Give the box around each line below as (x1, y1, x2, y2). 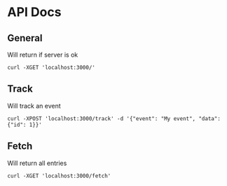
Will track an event (7, 101, 61, 110)
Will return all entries (7, 159, 67, 167)
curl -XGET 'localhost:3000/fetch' (7, 172, 111, 179)
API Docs (7, 4, 62, 20)
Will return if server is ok (7, 50, 78, 59)
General (7, 32, 43, 44)
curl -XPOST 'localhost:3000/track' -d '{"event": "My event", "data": (7, 115, 221, 122)
